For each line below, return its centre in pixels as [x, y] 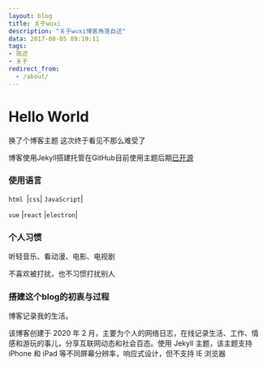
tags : [17, 46]
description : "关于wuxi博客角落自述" [67, 31]
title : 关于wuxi [34, 24]
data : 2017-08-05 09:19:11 [54, 39]
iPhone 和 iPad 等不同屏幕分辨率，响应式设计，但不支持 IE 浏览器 [117, 354]
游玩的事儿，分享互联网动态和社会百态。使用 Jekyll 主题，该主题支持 [138, 343]
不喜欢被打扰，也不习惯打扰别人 [62, 274]
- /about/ [32, 76]
